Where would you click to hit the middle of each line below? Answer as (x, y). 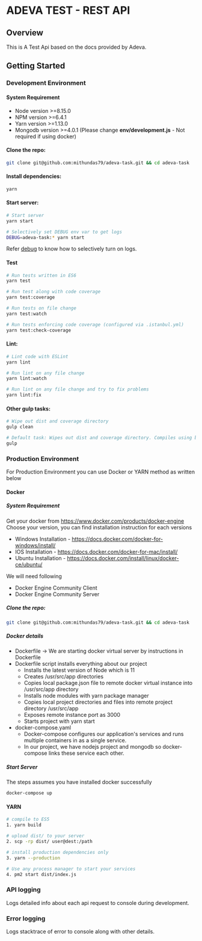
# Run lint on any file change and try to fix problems (78, 389)
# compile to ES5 (28, 820)
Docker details (25, 636)
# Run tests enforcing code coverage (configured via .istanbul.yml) (95, 324)
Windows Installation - (43, 539)
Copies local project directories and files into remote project (98, 702)
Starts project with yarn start (59, 721)
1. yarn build (24, 825)
